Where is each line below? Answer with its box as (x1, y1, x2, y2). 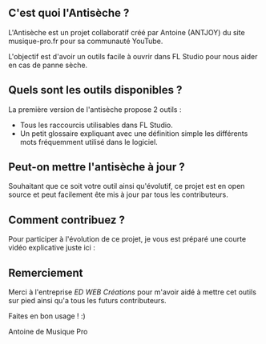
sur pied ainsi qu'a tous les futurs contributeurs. (8, 296, 167, 306)
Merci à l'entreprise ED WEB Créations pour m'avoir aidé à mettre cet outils (8, 287, 256, 297)
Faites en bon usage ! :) (8, 311, 86, 321)
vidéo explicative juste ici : (8, 243, 96, 253)
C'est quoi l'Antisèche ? (8, 6, 130, 20)
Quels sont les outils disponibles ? (8, 83, 183, 97)
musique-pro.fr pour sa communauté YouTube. (8, 36, 163, 46)
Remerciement (8, 266, 83, 279)
